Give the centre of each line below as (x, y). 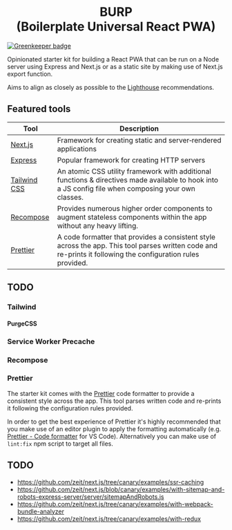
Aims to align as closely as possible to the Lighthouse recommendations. (111, 87)
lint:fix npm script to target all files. (60, 444)
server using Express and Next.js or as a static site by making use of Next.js (115, 66)
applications (77, 149)
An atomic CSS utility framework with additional (134, 171)
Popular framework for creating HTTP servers (131, 160)
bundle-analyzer (40, 511)
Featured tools (39, 109)
